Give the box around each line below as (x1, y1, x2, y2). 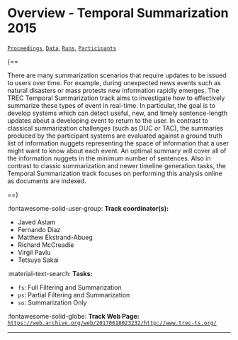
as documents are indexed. (7, 176, 87, 185)
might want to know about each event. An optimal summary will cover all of (7, 146, 227, 155)
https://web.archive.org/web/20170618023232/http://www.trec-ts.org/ (7, 319, 217, 327)
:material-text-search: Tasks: (7, 269, 93, 278)
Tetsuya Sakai (17, 256, 59, 264)
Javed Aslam (17, 218, 56, 226)
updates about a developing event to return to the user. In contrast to (7, 116, 209, 125)
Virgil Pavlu (17, 248, 51, 256)
